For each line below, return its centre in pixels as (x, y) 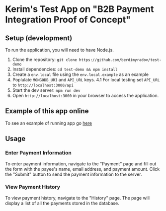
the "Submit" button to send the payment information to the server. (74, 174)
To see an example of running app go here (48, 123)
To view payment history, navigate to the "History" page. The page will (78, 198)
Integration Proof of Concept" (68, 20)
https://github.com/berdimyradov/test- (120, 60)
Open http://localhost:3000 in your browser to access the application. (85, 96)
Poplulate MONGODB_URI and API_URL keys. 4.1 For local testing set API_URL (86, 80)
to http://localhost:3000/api (43, 85)
